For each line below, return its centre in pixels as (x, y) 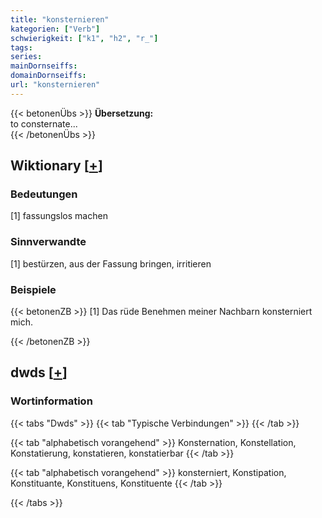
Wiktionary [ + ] (56, 166)
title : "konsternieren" (60, 19)
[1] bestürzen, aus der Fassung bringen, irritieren (111, 263)
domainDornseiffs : (48, 76)
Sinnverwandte (48, 242)
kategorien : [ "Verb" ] (55, 29)
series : (26, 57)
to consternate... (44, 123)
